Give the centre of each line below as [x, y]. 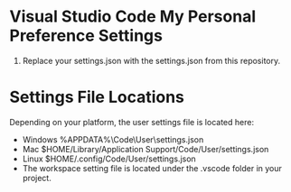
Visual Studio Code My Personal [132, 17]
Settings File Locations [97, 97]
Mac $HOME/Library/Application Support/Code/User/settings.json [145, 149]
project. [37, 178]
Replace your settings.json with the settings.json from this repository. [151, 60]
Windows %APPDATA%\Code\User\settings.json [113, 139]
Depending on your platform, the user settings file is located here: [132, 122]
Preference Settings [86, 36]
